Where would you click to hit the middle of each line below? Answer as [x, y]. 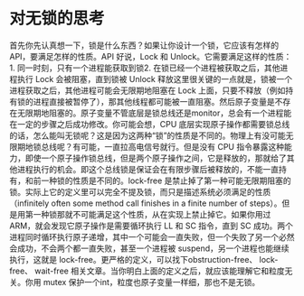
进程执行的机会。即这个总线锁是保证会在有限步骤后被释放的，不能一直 [147, 169]
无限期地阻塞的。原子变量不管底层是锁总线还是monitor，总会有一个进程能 [154, 113]
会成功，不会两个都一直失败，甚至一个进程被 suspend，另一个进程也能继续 [149, 248]
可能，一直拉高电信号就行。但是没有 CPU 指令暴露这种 [182, 146]
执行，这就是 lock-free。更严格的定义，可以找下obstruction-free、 [133, 259]
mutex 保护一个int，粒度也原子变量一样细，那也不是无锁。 [152, 282]
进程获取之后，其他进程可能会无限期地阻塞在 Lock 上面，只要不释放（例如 [147, 90]
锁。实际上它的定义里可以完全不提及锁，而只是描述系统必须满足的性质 [140, 191]
